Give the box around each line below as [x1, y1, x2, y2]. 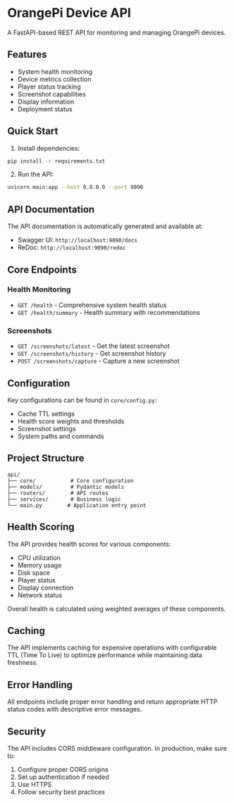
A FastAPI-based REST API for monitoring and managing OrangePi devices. [7, 28, 226, 37]
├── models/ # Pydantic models [7, 483, 125, 490]
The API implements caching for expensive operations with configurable [7, 643, 217, 652]
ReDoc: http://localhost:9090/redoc [17, 243, 126, 251]
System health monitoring [17, 67, 93, 75]
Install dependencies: [17, 144, 80, 152]
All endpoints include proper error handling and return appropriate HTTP [7, 697, 218, 706]
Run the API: [17, 170, 54, 179]
